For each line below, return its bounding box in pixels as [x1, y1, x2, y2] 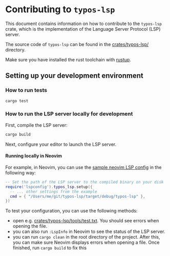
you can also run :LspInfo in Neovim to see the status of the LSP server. [12, 228, 165, 235]
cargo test [5, 98, 29, 103]
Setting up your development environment [5, 72, 143, 80]
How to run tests [5, 87, 48, 94]
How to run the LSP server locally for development [5, 110, 133, 118]
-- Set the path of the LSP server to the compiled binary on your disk [5, 179, 164, 184]
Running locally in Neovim [5, 153, 62, 159]
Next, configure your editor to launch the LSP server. [5, 141, 117, 147]
